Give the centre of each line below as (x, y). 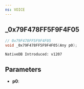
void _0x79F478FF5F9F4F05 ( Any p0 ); (41, 45)
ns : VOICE (15, 10)
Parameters (23, 69)
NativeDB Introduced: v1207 (34, 55)
